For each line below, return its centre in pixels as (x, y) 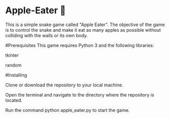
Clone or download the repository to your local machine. (64, 85)
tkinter (12, 55)
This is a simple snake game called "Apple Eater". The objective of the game (85, 25)
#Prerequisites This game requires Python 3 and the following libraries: (80, 45)
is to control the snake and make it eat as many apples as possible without (83, 30)
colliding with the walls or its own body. (47, 35)
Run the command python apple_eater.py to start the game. (67, 110)
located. (14, 100)
